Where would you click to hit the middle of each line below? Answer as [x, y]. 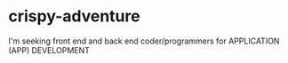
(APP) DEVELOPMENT [49, 50]
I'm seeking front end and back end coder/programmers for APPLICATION [144, 41]
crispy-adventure [74, 16]
